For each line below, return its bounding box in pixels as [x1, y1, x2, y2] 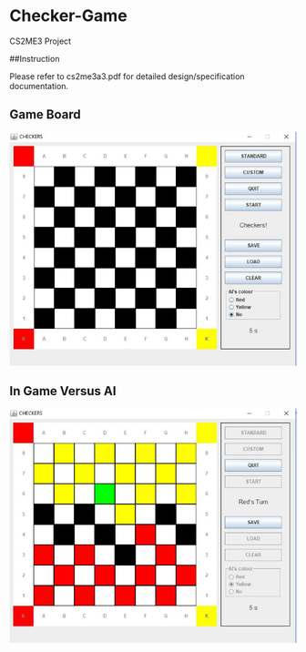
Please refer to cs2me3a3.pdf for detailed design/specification [9, 70, 245, 82]
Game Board [9, 107, 82, 123]
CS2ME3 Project [9, 36, 71, 46]
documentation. [9, 80, 69, 91]
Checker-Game [9, 5, 127, 26]
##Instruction [9, 53, 60, 64]
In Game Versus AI [9, 383, 117, 399]
